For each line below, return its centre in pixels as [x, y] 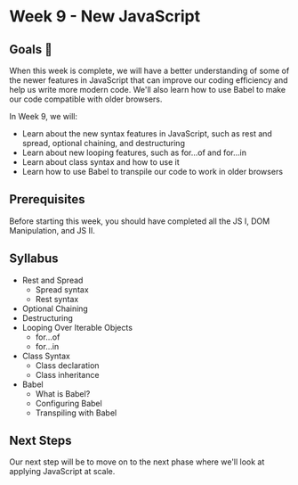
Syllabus [34, 259]
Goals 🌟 [31, 49]
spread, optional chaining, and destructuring [103, 143]
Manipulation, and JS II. [52, 230]
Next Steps [40, 441]
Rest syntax [57, 299]
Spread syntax [62, 289]
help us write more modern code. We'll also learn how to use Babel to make [148, 90]
